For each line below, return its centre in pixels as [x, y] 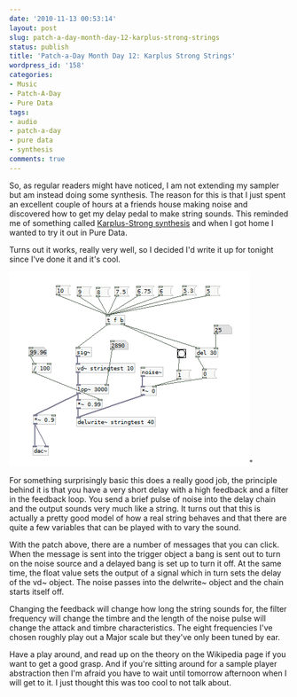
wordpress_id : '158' [47, 66]
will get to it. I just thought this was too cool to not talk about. [121, 682]
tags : [19, 112]
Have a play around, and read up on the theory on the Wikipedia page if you [148, 654]
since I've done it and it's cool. [65, 259]
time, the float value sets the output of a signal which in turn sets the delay [145, 573]
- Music [23, 84]
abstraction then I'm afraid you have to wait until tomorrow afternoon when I [148, 673]
